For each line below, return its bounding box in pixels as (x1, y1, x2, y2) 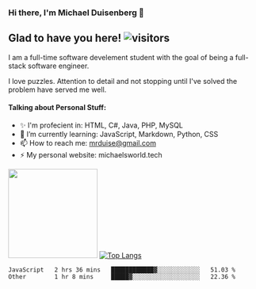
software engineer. (27, 61, 90, 70)
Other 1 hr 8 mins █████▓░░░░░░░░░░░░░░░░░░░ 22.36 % (8, 272, 236, 280)
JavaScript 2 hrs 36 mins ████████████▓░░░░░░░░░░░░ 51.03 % (8, 265, 236, 274)
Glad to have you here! (8, 32, 122, 45)
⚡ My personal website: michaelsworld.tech (19, 150, 162, 159)
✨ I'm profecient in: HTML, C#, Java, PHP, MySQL (19, 120, 184, 130)
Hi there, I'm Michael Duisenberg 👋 (8, 7, 145, 18)
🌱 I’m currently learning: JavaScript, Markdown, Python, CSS (19, 129, 219, 139)
